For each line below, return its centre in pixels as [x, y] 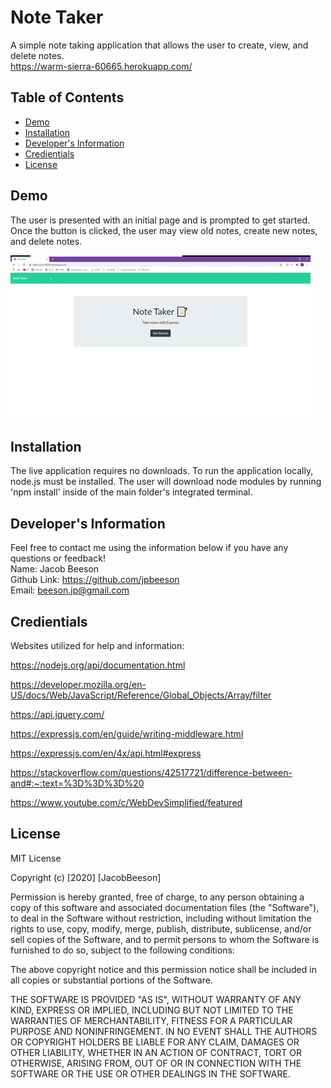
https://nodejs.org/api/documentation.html [98, 665]
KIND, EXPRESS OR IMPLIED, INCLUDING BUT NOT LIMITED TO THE [152, 1010]
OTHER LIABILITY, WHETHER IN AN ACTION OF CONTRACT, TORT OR [156, 1052]
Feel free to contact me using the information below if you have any [149, 548]
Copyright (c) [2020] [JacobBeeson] [86, 877]
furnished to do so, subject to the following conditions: [122, 950]
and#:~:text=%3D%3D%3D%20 [77, 783]
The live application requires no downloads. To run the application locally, [162, 471]
